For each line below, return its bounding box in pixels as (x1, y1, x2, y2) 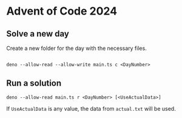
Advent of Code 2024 (6, 4, 117, 18)
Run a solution (6, 78, 62, 89)
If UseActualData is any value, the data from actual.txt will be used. (6, 105, 176, 112)
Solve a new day (6, 29, 70, 39)
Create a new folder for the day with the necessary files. (6, 44, 147, 52)
